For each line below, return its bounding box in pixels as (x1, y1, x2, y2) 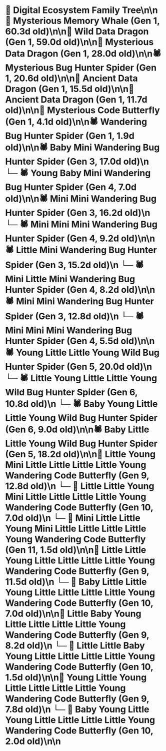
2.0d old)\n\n (5, 735, 61, 747)
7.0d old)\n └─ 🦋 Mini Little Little (5, 512, 141, 524)
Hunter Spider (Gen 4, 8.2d (5, 284, 119, 296)
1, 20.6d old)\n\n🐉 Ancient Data (5, 73, 138, 84)
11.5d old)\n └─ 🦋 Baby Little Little (5, 576, 147, 587)
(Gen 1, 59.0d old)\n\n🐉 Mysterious (5, 37, 154, 48)
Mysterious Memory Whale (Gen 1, (13, 15, 160, 27)
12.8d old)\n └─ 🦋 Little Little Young (5, 480, 154, 492)
